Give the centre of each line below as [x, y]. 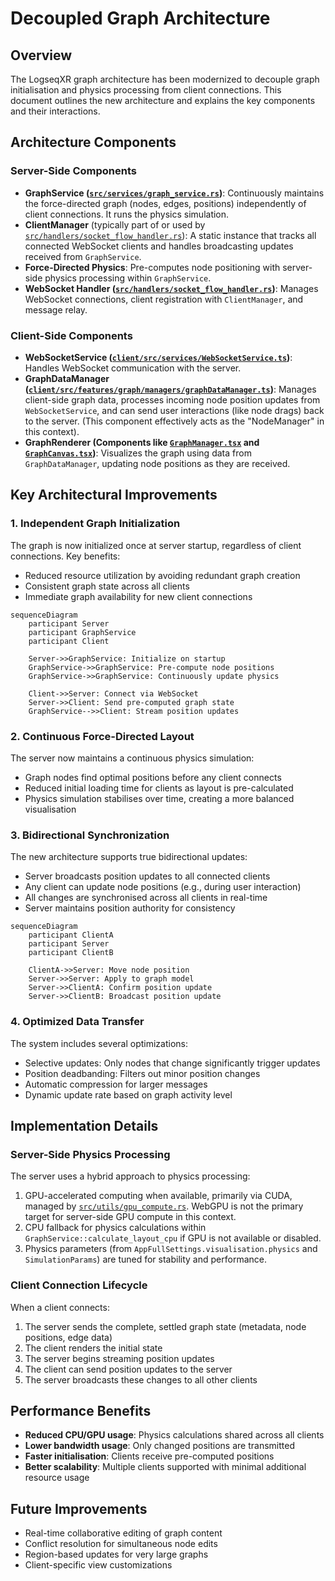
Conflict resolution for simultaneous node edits [121, 1544]
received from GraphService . [83, 256]
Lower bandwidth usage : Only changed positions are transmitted [159, 1446]
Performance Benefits [81, 1410]
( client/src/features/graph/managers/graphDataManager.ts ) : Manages [170, 389]
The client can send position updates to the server [128, 1369]
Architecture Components [93, 142]
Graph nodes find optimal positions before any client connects [153, 777]
